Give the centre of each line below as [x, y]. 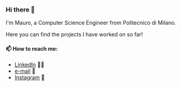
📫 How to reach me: [32, 48]
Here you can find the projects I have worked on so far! [74, 34]
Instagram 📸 [29, 77]
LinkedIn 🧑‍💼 [29, 64]
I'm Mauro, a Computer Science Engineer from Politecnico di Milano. [91, 23]
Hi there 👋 [21, 10]
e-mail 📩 [25, 71]
